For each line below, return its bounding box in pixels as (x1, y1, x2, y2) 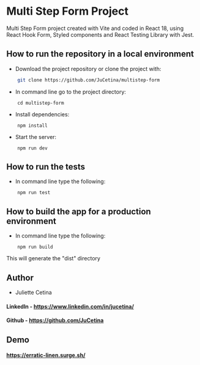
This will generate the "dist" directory (6, 255, 101, 262)
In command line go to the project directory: (15, 88, 127, 96)
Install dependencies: (15, 110, 70, 118)
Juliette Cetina (15, 289, 52, 296)
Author (6, 273, 34, 283)
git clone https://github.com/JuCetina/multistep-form (17, 77, 160, 83)
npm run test (17, 190, 51, 196)
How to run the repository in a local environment (6, 49, 194, 59)
